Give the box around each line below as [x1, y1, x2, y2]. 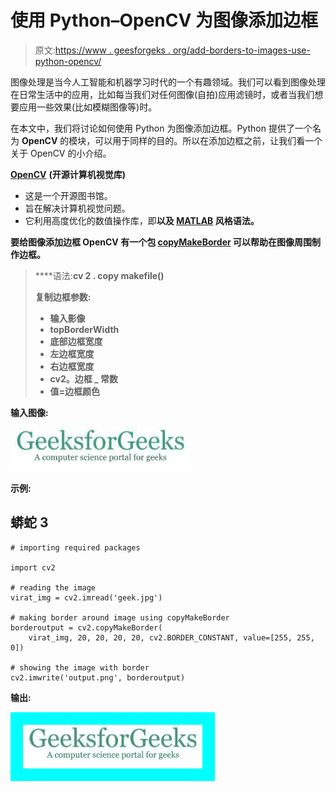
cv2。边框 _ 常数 [49, 372, 119, 385]
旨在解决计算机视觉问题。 [24, 202, 131, 214]
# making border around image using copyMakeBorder [10, 612, 230, 623]
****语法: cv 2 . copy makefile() [34, 269, 165, 281]
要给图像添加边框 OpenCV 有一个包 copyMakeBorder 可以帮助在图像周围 [10, 236, 313, 248]
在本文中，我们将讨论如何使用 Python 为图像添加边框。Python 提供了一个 [10, 122, 313, 134]
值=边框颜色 [49, 385, 101, 397]
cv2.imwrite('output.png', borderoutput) [10, 672, 186, 683]
